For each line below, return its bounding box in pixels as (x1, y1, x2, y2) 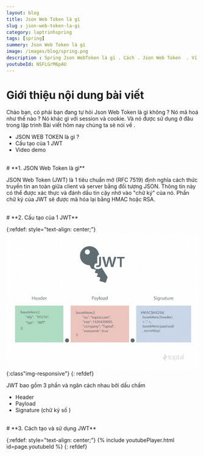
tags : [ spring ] (6, 35, 45, 42)
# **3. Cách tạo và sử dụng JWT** (6, 424, 96, 432)
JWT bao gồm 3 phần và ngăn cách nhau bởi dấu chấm (6, 381, 146, 389)
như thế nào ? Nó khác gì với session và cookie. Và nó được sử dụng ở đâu (6, 114, 194, 122)
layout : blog (6, 10, 40, 16)
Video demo (15, 146, 46, 153)
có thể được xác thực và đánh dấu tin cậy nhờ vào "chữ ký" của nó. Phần (6, 189, 190, 196)
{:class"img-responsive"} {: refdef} (6, 370, 94, 377)
